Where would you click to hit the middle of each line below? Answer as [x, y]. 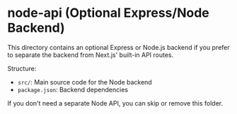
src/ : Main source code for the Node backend [85, 82]
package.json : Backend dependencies [73, 89]
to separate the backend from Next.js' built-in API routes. [91, 55]
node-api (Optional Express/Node [109, 13]
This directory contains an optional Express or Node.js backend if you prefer [118, 47]
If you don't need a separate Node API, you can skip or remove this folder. [115, 103]
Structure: [22, 68]
